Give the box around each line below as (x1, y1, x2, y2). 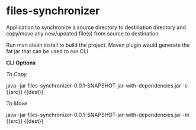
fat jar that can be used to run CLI (6, 47, 88, 54)
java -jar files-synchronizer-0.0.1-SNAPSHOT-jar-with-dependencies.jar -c (6, 82, 188, 89)
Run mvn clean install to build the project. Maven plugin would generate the (6, 41, 191, 48)
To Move (6, 99, 28, 107)
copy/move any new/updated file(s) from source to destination (6, 30, 159, 37)
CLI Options (6, 59, 36, 66)
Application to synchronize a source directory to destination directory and (6, 24, 187, 31)
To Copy (6, 70, 27, 77)
